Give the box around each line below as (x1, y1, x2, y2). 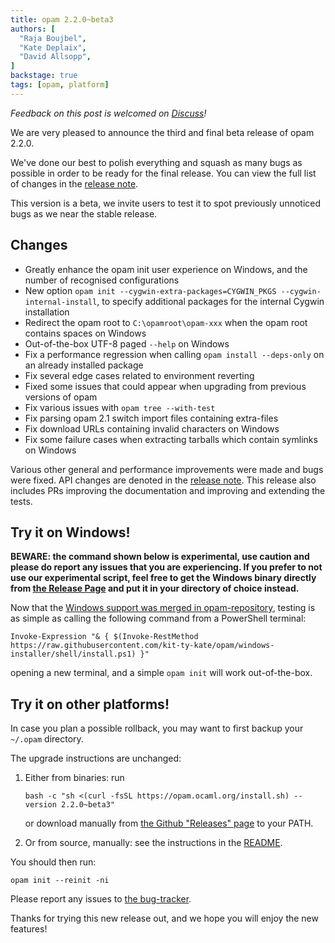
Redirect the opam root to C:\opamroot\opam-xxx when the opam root (24, 316, 308, 328)
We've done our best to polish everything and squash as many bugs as (10, 156, 303, 168)
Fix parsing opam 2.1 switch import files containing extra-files (24, 412, 279, 424)
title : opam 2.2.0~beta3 (10, 14, 114, 25)
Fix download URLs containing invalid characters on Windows (24, 422, 280, 435)
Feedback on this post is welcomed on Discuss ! (10, 107, 207, 119)
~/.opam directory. (10, 733, 84, 745)
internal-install (24, 297, 98, 307)
